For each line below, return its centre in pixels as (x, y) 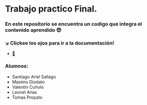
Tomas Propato (27, 97)
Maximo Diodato (28, 82)
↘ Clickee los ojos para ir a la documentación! (60, 43)
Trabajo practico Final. (51, 9)
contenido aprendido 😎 (33, 30)
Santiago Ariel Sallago (34, 76)
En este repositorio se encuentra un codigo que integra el (74, 24)
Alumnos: (17, 66)
